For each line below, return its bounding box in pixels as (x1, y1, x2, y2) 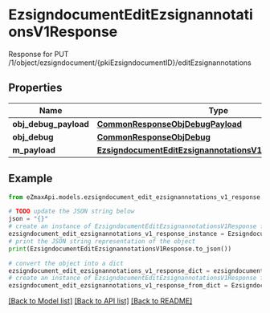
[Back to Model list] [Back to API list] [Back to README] (8, 296, 193, 306)
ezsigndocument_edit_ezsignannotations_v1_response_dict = (8, 266, 211, 274)
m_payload (12, 144, 56, 156)
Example (8, 172, 53, 185)
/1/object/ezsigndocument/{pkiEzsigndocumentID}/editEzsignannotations (8, 58, 252, 67)
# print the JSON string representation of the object (8, 237, 196, 246)
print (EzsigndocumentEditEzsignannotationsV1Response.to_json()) (8, 245, 231, 253)
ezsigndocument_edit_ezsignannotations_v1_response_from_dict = (8, 282, 228, 290)
